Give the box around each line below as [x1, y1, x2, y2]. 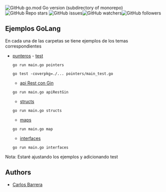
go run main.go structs [12, 108, 62, 113]
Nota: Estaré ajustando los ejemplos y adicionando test [5, 153, 118, 159]
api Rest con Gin [19, 80, 54, 86]
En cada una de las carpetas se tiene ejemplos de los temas [5, 37, 129, 43]
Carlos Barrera [12, 181, 43, 187]
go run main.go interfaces [12, 145, 69, 150]
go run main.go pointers [12, 62, 64, 67]
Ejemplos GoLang [5, 24, 61, 33]
